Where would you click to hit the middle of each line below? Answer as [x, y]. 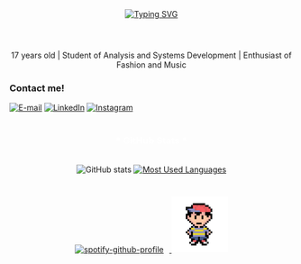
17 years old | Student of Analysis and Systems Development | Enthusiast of [151, 55]
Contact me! [37, 88]
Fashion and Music [151, 65]
